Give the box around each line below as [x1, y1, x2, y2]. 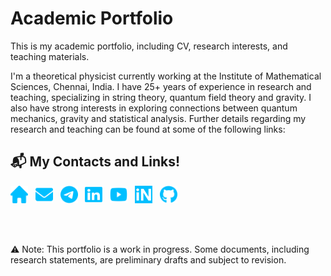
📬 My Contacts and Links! [10, 153, 181, 171]
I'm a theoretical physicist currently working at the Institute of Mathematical [10, 70, 322, 82]
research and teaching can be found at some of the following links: [10, 123, 286, 135]
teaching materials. [10, 50, 90, 62]
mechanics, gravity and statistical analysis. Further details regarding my [10, 112, 307, 124]
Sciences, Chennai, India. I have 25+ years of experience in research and [10, 80, 312, 92]
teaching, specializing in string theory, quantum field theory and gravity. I [10, 91, 312, 103]
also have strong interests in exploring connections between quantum [10, 102, 298, 114]
